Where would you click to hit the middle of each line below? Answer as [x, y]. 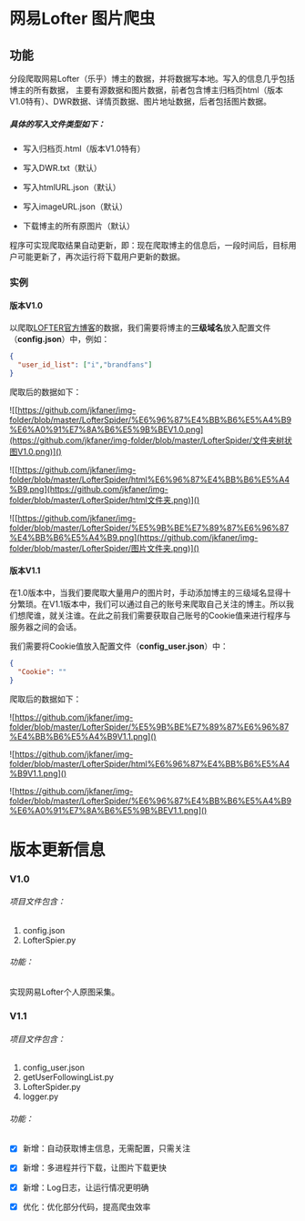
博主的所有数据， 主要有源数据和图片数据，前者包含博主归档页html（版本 [147, 90]
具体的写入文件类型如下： [57, 124]
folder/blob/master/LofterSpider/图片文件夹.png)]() [105, 548]
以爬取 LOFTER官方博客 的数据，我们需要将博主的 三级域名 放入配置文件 [140, 328]
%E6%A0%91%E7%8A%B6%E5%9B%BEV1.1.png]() [108, 810]
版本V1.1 [25, 570]
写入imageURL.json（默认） [75, 207]
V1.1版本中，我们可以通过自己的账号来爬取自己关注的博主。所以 [168, 604]
